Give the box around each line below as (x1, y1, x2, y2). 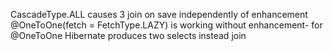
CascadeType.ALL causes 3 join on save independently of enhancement (10, 9, 308, 20)
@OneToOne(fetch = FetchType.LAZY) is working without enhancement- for (10, 19, 323, 31)
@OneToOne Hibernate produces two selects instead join (10, 30, 247, 41)
